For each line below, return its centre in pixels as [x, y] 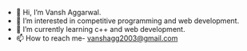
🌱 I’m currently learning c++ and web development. [100, 29]
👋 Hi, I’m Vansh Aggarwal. [58, 12]
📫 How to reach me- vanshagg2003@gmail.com [97, 38]
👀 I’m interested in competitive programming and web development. [127, 21]
